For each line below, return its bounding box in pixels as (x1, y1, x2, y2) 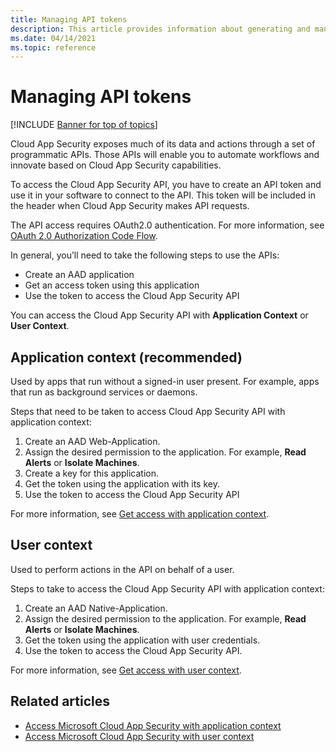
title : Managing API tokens (10, 14, 128, 25)
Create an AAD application (24, 269, 135, 281)
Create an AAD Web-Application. (24, 436, 161, 447)
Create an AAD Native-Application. (24, 602, 168, 614)
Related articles (10, 693, 110, 710)
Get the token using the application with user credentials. (24, 634, 261, 646)
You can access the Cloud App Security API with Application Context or (10, 309, 309, 321)
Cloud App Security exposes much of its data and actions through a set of (10, 138, 316, 150)
